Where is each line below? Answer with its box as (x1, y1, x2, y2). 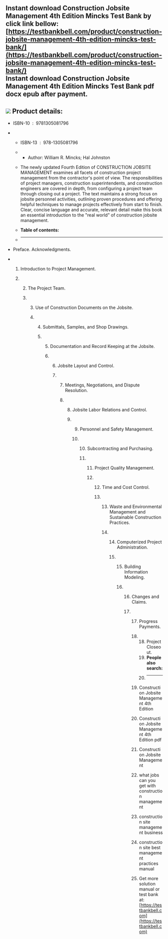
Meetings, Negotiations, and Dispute (65, 382, 140, 388)
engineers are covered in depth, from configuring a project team (20, 185, 153, 191)
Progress (139, 618, 158, 624)
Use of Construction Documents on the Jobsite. (35, 304, 134, 310)
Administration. (117, 544, 149, 550)
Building (124, 563, 141, 569)
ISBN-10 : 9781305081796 (12, 120, 69, 126)
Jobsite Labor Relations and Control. (72, 407, 148, 413)
